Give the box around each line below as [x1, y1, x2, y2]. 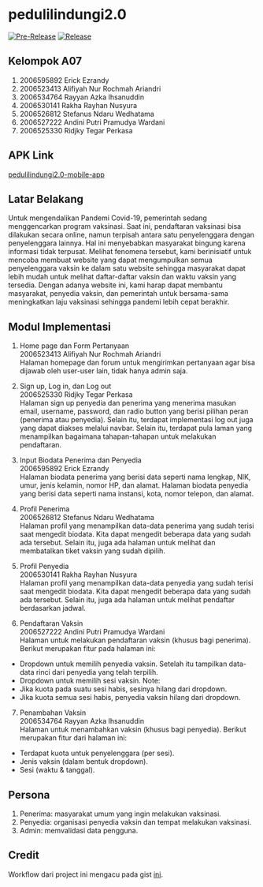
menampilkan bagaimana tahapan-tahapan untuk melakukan [19, 432, 217, 441]
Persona [8, 788, 50, 802]
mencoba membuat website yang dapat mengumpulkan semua [8, 255, 213, 265]
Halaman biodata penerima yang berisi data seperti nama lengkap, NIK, [19, 472, 251, 482]
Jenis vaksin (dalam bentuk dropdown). [19, 757, 148, 766]
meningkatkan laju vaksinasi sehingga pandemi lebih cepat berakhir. [8, 298, 230, 307]
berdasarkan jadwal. [19, 604, 87, 613]
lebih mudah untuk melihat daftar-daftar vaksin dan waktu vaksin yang [8, 272, 237, 282]
